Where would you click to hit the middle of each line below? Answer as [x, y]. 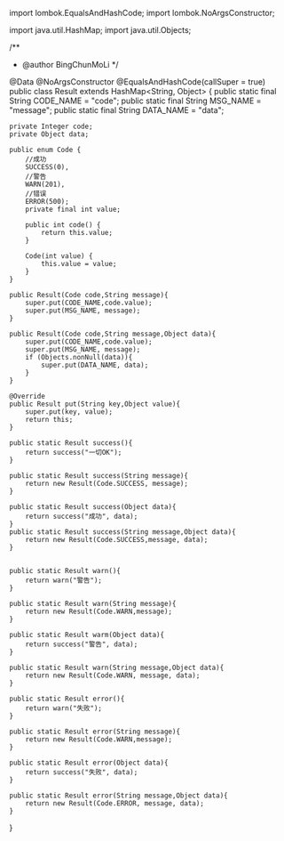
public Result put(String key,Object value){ [95, 404]
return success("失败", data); [82, 772]
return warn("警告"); [63, 580]
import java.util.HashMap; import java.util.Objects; [100, 30]
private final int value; [73, 209]
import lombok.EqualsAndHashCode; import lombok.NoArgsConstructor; [142, 13]
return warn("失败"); [63, 708]
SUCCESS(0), [47, 167]
